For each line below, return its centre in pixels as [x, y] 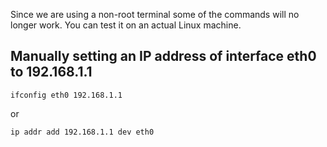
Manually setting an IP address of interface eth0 [163, 56]
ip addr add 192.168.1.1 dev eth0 [82, 132]
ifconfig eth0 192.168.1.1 [66, 95]
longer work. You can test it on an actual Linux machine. [126, 25]
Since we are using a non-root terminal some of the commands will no [155, 14]
